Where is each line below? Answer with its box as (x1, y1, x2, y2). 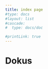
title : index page (5, 7, 43, 12)
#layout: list (5, 16, 35, 21)
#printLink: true (5, 34, 41, 39)
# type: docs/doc (5, 25, 43, 30)
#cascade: (5, 21, 26, 26)
